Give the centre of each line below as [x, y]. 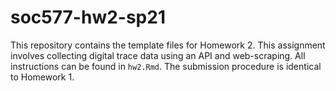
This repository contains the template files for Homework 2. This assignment [168, 45]
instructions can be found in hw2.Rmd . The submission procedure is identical [166, 66]
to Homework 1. [42, 77]
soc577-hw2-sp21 [88, 17]
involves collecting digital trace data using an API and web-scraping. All [158, 55]
